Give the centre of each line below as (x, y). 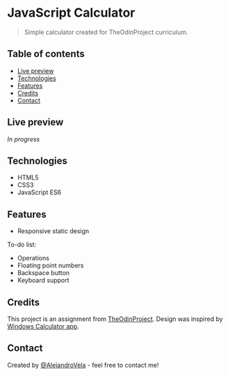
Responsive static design (53, 231)
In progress (24, 139)
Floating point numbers (50, 265)
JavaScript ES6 (39, 192)
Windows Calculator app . (43, 326)
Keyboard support (43, 281)
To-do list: (22, 244)
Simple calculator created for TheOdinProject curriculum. (106, 32)
